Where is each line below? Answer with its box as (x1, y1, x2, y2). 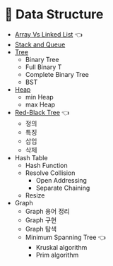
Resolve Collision (25, 169, 76, 177)
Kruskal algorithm (35, 243, 88, 251)
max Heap (25, 100, 56, 109)
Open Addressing (35, 176, 88, 184)
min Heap (25, 92, 54, 101)
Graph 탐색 (25, 224, 57, 233)
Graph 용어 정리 (25, 207, 70, 215)
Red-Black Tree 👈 (14, 108, 70, 116)
